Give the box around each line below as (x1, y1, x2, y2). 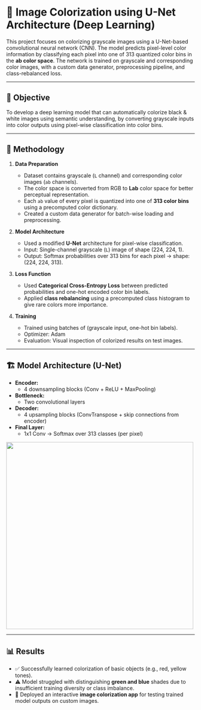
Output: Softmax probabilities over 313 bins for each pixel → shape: (23, 252, 190, 259)
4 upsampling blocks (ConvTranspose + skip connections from (23, 411, 179, 418)
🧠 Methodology (6, 144, 65, 154)
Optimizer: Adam (23, 330, 66, 338)
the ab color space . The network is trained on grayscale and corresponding (6, 57, 193, 64)
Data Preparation (14, 160, 59, 167)
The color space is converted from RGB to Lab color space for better (23, 184, 193, 192)
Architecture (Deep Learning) (6, 18, 156, 32)
